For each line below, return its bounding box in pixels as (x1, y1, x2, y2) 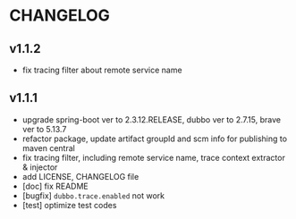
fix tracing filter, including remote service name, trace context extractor (21, 152, 286, 163)
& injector (21, 162, 58, 173)
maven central (21, 142, 76, 153)
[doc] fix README (21, 181, 89, 191)
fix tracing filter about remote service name (21, 64, 182, 75)
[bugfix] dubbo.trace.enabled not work (21, 190, 165, 201)
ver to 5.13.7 (21, 123, 67, 134)
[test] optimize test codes (21, 199, 117, 210)
